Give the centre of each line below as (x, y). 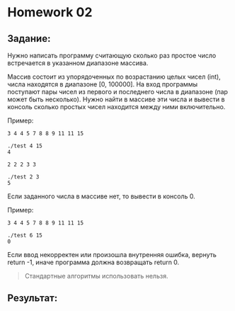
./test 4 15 (25, 146)
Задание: (29, 39)
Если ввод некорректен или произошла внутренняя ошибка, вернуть (112, 255)
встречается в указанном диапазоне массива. (78, 63)
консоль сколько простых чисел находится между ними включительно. (116, 107)
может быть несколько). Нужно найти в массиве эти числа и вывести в (116, 99)
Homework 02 (50, 12)
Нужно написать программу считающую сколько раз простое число (112, 55)
